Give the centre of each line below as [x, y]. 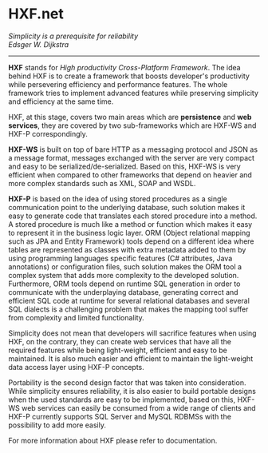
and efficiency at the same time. [61, 101]
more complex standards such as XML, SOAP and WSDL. [102, 183]
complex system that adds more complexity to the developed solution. [124, 275]
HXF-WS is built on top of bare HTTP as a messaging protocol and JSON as [133, 149]
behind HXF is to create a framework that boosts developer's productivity [129, 76]
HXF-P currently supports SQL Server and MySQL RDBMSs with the [120, 416]
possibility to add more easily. [57, 425]
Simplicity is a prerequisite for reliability [73, 36]
